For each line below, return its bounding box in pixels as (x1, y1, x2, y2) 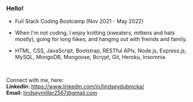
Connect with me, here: (6, 76, 64, 84)
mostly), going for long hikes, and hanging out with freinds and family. (14, 36, 187, 43)
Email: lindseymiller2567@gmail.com (6, 89, 97, 97)
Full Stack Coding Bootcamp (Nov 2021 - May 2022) (14, 18, 144, 25)
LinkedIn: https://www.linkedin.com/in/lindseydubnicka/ (6, 83, 145, 90)
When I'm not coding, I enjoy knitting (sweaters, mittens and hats (14, 29, 175, 36)
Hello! (6, 4, 24, 13)
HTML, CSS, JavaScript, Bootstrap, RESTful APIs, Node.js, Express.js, (14, 47, 186, 54)
